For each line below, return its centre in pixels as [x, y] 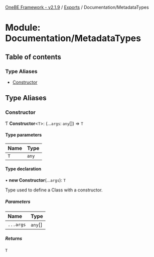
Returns [14, 238]
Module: [23, 28]
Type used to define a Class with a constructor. [54, 190]
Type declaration [23, 169]
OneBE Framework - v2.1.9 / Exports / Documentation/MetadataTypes [77, 7]
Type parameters [24, 135]
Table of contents [33, 57]
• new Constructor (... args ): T [36, 180]
